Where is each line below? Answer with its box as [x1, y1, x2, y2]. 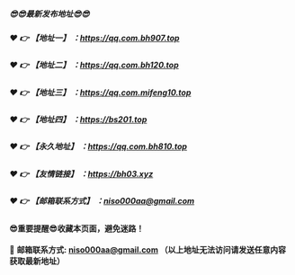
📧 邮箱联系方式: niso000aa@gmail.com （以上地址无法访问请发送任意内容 [9, 244, 286, 255]
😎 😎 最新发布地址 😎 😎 [9, 8, 90, 19]
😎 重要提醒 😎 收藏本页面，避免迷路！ [9, 223, 145, 234]
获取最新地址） [9, 256, 65, 267]
